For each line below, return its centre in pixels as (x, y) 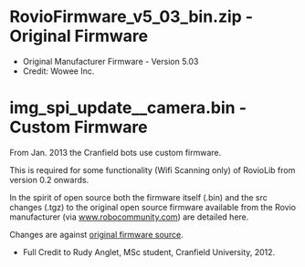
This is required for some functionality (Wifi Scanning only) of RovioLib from (152, 169)
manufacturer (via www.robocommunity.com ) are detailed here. (129, 217)
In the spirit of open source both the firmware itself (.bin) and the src (138, 197)
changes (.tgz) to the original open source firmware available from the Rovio (153, 207)
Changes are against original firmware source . (97, 234)
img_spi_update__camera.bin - (128, 108)
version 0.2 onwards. (49, 180)
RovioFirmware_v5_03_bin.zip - (131, 17)
